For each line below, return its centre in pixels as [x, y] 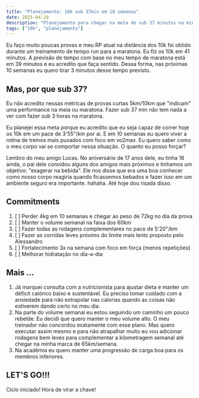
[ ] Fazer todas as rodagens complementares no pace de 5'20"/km [96, 229]
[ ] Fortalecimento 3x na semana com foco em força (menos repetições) [102, 248]
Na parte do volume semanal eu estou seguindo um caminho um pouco [102, 312]
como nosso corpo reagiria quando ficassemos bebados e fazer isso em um [99, 177]
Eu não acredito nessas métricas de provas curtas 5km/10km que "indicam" [99, 103]
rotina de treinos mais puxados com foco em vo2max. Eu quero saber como [99, 140]
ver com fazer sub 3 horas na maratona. [55, 116]
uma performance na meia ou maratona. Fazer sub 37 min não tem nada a [97, 110]
